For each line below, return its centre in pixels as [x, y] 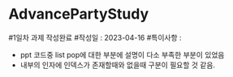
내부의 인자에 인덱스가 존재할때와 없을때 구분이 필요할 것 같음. [118, 65]
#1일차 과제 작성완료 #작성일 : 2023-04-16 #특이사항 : [95, 37]
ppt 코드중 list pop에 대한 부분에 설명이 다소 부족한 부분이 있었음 [122, 54]
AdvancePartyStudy [79, 14]
